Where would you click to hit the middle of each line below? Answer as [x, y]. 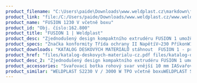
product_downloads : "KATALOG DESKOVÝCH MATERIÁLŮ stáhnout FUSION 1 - [95, 50]
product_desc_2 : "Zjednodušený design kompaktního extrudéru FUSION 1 [94, 60]
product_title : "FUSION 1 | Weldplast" [54, 33]
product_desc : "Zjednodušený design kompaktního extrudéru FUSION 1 [91, 39]
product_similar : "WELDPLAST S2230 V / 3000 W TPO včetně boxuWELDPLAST [96, 71]
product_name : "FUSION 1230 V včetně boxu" [60, 22]
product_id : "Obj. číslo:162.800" [48, 28]
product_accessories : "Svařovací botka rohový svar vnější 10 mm [87, 66]
